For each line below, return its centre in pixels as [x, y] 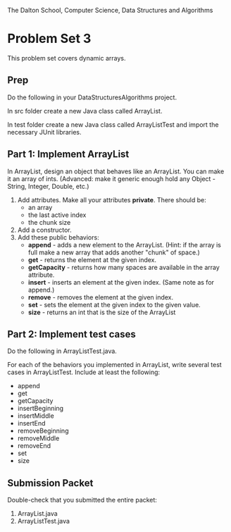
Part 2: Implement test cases [71, 334]
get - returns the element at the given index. [92, 259]
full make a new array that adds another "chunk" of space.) [114, 252]
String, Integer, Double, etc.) [48, 186]
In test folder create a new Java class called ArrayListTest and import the [113, 124]
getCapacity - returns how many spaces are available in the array [124, 267]
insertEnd [31, 423]
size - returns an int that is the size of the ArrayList [102, 312]
